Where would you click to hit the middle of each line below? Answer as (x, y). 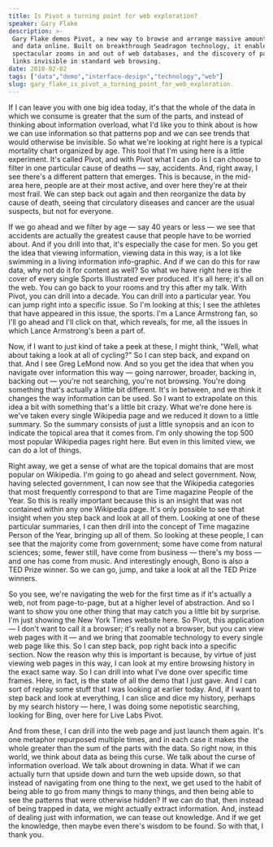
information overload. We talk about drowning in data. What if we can (124, 765)
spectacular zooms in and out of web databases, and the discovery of (134, 54)
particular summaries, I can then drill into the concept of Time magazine (129, 526)
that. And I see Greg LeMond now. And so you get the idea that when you (131, 364)
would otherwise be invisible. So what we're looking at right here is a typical (135, 142)
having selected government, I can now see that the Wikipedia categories (131, 483)
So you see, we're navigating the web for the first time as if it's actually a (130, 594)
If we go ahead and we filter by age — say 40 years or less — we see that (132, 227)
